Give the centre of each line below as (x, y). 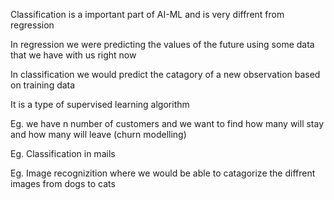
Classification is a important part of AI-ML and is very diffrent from (147, 14)
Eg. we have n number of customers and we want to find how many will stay (167, 123)
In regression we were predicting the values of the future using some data (162, 44)
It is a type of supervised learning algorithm (100, 104)
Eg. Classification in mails (63, 153)
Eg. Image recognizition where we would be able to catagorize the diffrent (163, 173)
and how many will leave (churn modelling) (98, 134)
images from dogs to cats (63, 183)
